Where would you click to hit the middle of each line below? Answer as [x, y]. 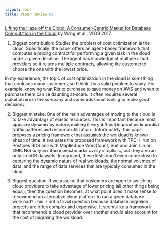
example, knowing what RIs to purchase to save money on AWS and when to [82, 89]
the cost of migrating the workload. [47, 217]
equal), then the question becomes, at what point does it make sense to [84, 191]
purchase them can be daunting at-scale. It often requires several [71, 94]
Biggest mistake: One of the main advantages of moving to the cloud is [83, 114]
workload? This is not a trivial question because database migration [80, 201]
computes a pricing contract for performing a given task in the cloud [81, 53]
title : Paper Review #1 [29, 14]
